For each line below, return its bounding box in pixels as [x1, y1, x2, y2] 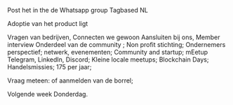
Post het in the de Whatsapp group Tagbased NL [7, 6, 149, 14]
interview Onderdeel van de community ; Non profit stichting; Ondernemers [7, 41, 226, 48]
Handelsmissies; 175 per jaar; [7, 63, 92, 71]
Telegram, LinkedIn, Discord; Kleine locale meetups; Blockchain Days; [7, 55, 209, 64]
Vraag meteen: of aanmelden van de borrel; [7, 76, 133, 85]
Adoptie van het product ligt [7, 20, 88, 27]
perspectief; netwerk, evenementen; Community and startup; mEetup [7, 48, 208, 56]
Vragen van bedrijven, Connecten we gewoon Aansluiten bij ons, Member [7, 33, 220, 41]
